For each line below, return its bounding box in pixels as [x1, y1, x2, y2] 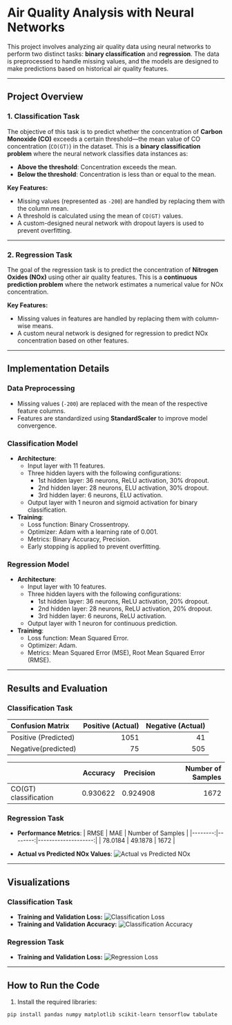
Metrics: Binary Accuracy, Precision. [27, 535, 131, 543]
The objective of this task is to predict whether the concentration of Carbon [7, 127, 223, 135]
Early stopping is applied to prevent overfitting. [27, 542, 161, 550]
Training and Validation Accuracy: [17, 920, 117, 928]
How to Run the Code [7, 979, 100, 991]
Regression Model [7, 559, 70, 569]
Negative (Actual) [146, 720, 206, 730]
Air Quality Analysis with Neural [7, 5, 195, 21]
